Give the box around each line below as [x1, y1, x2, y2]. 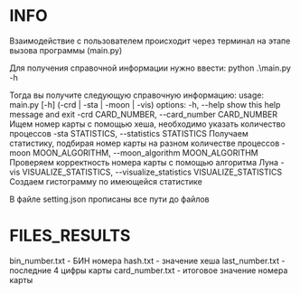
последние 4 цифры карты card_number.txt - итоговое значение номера [9, 264, 288, 276]
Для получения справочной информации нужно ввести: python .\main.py [9, 62, 292, 73]
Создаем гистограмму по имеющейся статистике [9, 175, 203, 186]
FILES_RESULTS [9, 225, 131, 246]
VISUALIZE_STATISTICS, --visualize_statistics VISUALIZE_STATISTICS [22, 166, 283, 177]
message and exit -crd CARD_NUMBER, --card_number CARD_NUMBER [9, 109, 278, 119]
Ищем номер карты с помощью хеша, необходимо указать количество [9, 119, 286, 129]
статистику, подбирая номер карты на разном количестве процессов [9, 138, 280, 148]
